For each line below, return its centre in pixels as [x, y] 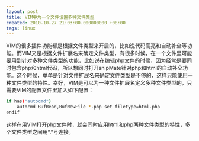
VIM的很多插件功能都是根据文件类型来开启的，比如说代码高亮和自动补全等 [97, 46]
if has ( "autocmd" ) [29, 101]
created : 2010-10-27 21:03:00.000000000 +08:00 [66, 23]
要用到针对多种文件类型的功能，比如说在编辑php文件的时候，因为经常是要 [97, 60]
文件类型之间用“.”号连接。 [42, 132]
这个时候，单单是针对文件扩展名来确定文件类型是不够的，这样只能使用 [102, 75]
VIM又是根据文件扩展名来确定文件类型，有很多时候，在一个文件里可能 [107, 53]
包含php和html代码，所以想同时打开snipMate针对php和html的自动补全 [97, 68]
